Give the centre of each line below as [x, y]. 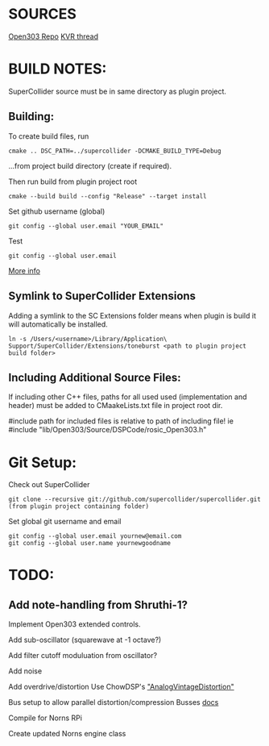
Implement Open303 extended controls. [74, 624]
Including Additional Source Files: [95, 377]
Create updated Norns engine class [67, 734]
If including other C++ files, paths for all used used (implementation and [128, 397]
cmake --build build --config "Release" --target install [108, 196]
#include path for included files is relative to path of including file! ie [121, 421]
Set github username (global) [57, 211]
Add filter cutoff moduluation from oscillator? [83, 656]
